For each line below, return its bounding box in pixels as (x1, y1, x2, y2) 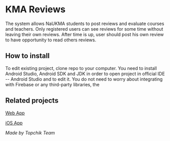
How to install (5, 52, 50, 60)
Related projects (5, 96, 59, 105)
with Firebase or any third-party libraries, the (5, 81, 100, 87)
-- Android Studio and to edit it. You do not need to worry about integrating (5, 76, 163, 82)
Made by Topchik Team (5, 129, 55, 136)
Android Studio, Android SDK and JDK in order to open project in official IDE (5, 70, 165, 77)
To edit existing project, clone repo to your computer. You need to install (5, 65, 157, 71)
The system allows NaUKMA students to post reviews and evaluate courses (5, 20, 164, 27)
